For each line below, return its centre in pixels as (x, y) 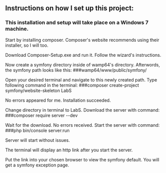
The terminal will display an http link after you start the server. (69, 150)
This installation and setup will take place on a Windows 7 (77, 23)
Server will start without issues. (38, 140)
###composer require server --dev (41, 115)
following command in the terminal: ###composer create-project (72, 85)
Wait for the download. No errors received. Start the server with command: (82, 125)
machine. (17, 29)
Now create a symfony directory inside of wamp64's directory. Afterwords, (83, 64)
